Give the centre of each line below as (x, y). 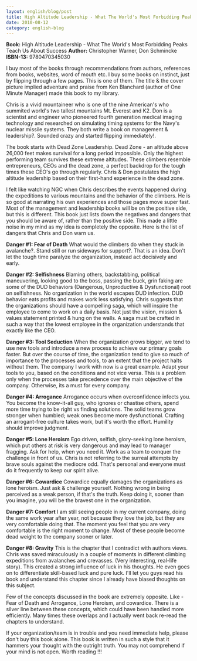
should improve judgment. (38, 428)
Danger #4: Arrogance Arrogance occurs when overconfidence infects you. (98, 397)
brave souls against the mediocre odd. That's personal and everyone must (96, 464)
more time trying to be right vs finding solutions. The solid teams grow (91, 409)
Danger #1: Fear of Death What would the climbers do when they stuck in (95, 244)
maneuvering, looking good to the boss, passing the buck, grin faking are (94, 281)
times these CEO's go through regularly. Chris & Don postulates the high (93, 172)
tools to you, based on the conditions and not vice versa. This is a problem (96, 373)
